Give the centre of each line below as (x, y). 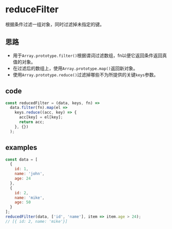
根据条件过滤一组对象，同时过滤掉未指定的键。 (55, 24)
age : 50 (23, 202)
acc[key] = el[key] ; (41, 117)
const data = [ (22, 159)
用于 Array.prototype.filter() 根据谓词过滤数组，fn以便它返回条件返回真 (90, 55)
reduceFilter (32, 9)
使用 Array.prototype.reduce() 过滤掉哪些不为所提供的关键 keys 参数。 (85, 74)
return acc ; (32, 122)
